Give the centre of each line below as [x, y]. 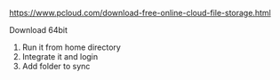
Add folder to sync [56, 66]
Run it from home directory [72, 47]
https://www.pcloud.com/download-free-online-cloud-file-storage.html [140, 13]
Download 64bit [39, 30]
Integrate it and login [60, 56]
